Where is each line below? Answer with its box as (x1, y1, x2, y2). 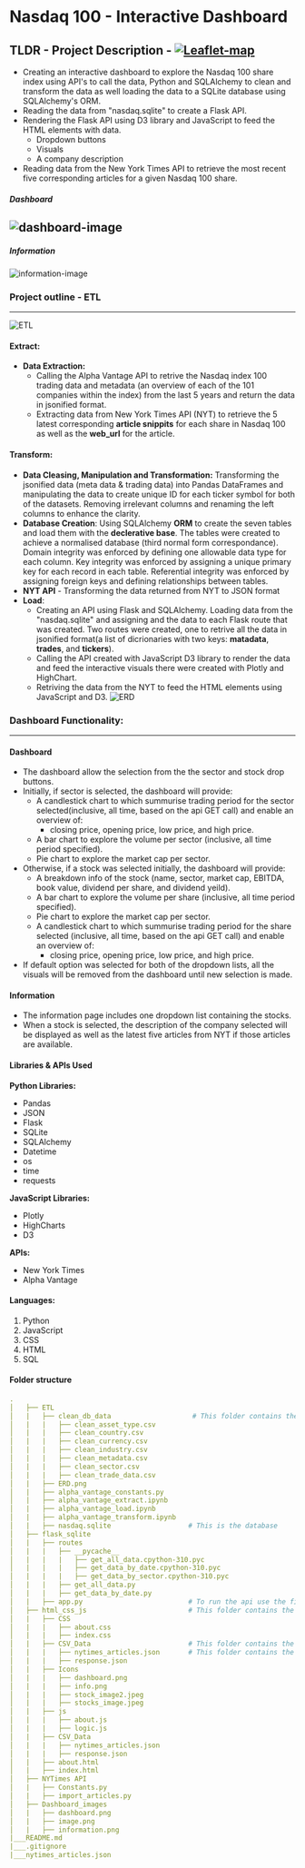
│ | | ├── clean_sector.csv (9, 1462, 141, 1471)
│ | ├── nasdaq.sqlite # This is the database (9, 1521, 279, 1531)
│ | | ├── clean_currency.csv (9, 1437, 148, 1446)
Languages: (9, 1295, 56, 1306)
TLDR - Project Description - (9, 43, 172, 58)
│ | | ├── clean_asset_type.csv (9, 1419, 156, 1429)
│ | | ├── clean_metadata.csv (9, 1454, 148, 1463)
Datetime (22, 1146, 57, 1157)
